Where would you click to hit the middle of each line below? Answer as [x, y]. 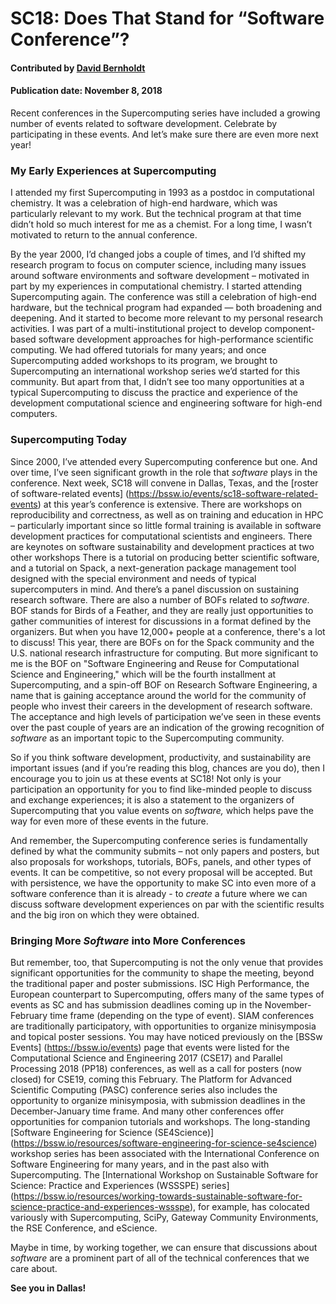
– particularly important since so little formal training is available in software [166, 525]
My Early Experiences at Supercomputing [113, 170]
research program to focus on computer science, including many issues [158, 265]
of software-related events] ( [70, 493]
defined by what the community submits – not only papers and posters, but [165, 851]
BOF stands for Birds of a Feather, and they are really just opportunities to [162, 610]
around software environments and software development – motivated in [160, 276]
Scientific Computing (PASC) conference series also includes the [144, 1089]
